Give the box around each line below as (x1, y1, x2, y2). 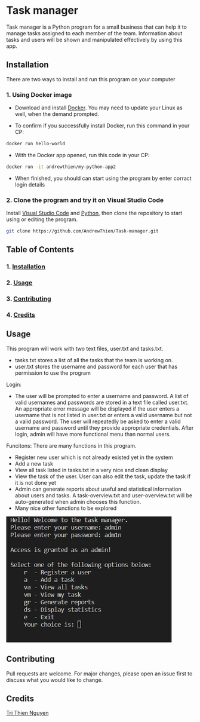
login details (14, 180, 45, 188)
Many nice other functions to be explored (14, 504, 117, 512)
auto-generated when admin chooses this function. (14, 498, 141, 505)
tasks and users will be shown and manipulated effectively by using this (6, 36, 183, 43)
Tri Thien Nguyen (6, 709, 49, 717)
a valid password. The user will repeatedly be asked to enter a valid (14, 418, 181, 425)
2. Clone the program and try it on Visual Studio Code (6, 195, 164, 204)
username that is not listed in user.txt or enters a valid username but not (14, 411, 192, 418)
